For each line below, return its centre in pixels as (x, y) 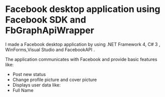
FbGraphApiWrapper (50, 30)
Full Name (23, 90)
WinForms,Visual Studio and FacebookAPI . (50, 49)
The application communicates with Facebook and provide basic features (81, 59)
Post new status (29, 74)
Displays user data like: (36, 85)
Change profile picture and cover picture (55, 79)
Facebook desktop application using (83, 9)
